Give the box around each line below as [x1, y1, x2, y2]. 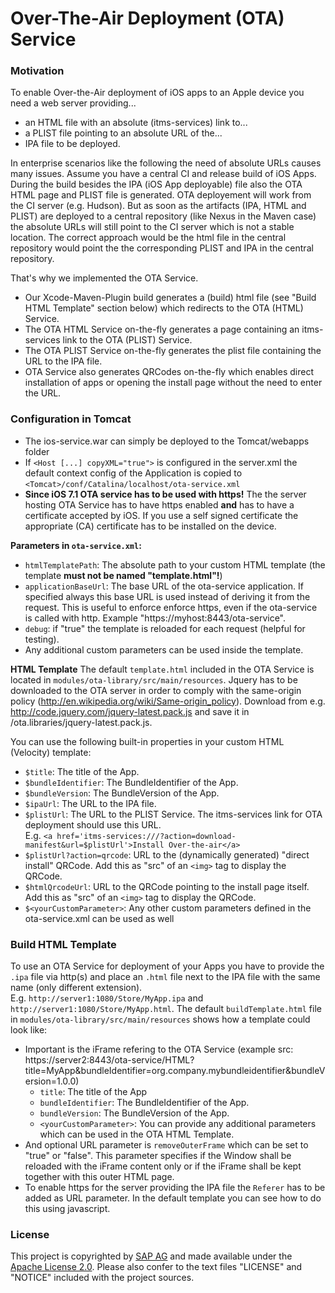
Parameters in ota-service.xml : [10, 539, 142, 551]
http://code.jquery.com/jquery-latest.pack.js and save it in [10, 705, 250, 717]
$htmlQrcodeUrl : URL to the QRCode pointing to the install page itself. [24, 880, 310, 892]
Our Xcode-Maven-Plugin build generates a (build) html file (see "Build [24, 292, 317, 304]
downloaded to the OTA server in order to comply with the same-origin [10, 684, 302, 696]
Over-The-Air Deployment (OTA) [10, 7, 285, 30]
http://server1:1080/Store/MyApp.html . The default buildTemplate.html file [10, 1003, 322, 1015]
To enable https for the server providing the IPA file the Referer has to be [24, 1182, 326, 1194]
